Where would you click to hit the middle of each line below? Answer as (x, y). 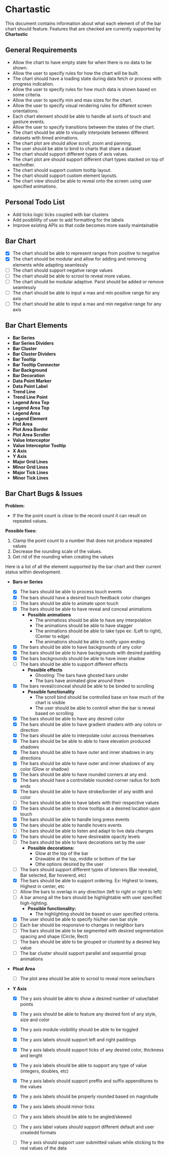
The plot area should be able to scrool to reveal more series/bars (87, 978)
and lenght (31, 1055)
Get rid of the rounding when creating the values (63, 557)
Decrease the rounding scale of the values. (57, 552)
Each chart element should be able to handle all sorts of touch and (81, 116)
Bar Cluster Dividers (34, 354)
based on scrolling (54, 713)
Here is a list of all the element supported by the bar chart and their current (83, 567)
